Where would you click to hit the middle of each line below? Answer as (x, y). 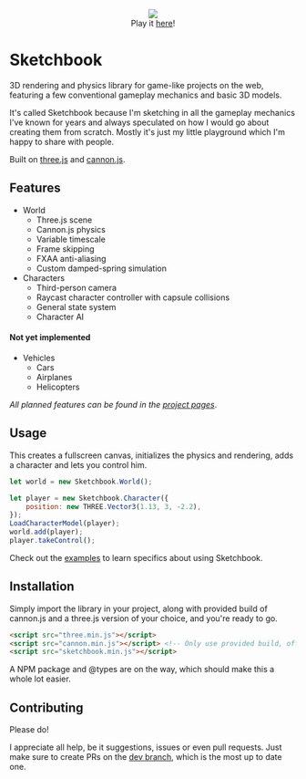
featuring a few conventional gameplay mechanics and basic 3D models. (146, 95)
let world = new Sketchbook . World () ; (81, 482)
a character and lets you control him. (78, 464)
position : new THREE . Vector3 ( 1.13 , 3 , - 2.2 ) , (114, 506)
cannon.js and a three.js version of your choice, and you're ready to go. (143, 618)
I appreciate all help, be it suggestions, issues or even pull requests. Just (146, 747)
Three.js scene (64, 220)
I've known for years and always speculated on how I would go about (139, 122)
